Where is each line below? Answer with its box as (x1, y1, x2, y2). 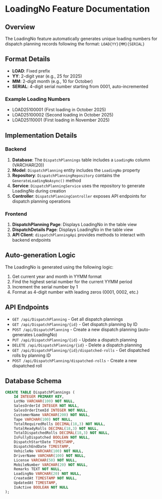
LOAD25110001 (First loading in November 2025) (12, 117, 110, 123)
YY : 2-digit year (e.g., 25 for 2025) (12, 73, 82, 79)
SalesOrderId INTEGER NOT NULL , (14, 403, 79, 408)
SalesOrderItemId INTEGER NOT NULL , (14, 408, 89, 413)
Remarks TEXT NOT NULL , (14, 467, 62, 472)
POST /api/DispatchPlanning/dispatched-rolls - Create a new (12, 357, 137, 364)
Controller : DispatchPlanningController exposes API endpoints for (12, 193, 146, 199)
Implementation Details (5, 131, 77, 139)
